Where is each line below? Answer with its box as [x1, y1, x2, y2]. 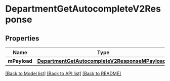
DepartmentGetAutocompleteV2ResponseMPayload [37, 58, 166, 64]
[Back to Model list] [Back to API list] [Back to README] [5, 70, 121, 76]
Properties [5, 34, 39, 43]
